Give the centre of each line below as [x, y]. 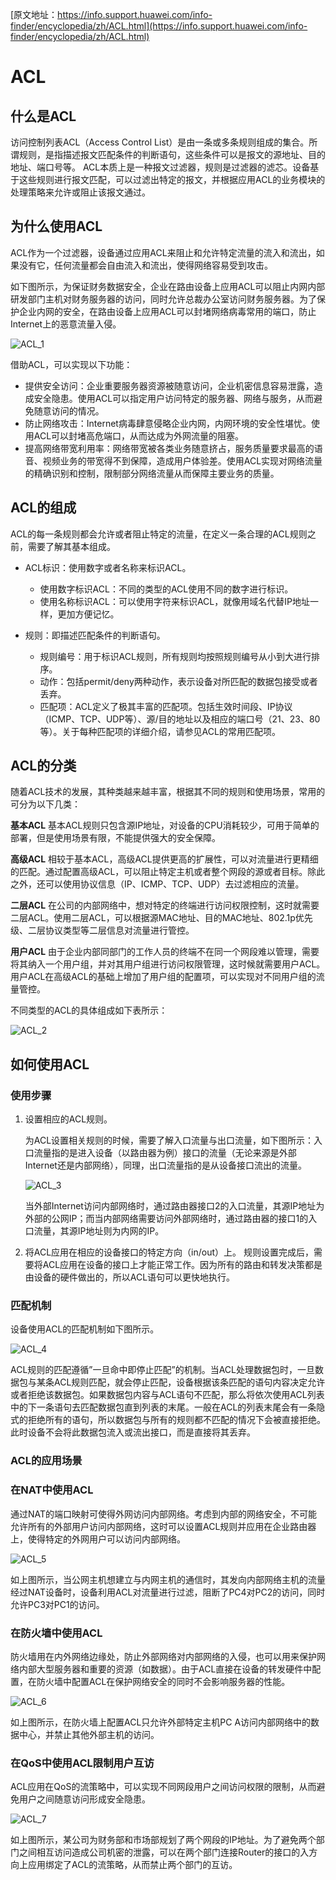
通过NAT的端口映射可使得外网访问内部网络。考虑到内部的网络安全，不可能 [164, 1514]
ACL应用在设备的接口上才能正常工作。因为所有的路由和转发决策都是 [182, 1265]
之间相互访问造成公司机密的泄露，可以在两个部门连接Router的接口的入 [164, 1852]
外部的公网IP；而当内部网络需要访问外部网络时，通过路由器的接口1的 [166, 1219]
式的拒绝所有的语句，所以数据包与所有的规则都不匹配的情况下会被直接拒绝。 [168, 1420]
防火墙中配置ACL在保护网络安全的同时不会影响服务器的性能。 [163, 1681]
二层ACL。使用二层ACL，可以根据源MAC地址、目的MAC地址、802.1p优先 [161, 918]
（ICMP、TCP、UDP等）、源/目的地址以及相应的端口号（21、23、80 [180, 719]
